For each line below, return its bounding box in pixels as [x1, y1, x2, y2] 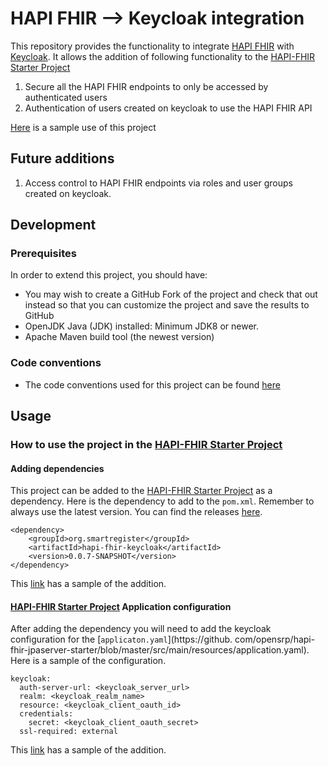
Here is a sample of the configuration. [10, 655, 167, 667]
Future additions [10, 150, 115, 167]
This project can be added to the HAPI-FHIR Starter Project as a [10, 485, 273, 497]
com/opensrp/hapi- [234, 633, 316, 646]
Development [10, 217, 97, 234]
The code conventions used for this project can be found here [24, 378, 281, 391]
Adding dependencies [10, 462, 105, 474]
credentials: [19, 709, 74, 719]
